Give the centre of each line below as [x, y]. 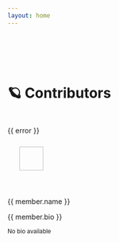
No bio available [29, 231]
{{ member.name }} [39, 201]
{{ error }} [24, 130]
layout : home [29, 15]
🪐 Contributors [59, 93]
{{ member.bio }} [35, 217]
